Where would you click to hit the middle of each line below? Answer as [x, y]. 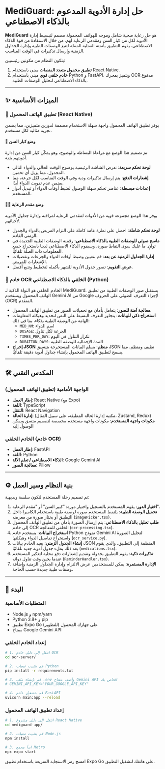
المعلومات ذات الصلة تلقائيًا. [37, 251]
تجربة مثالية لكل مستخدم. [28, 130]
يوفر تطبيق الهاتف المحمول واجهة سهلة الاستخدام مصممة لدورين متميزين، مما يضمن [82, 125]
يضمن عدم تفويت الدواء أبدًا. [38, 183]
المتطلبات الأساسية [25, 603]
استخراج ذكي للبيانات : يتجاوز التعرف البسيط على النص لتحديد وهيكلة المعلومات [84, 316]
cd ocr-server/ [21, 657]
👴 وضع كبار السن [20, 142]
